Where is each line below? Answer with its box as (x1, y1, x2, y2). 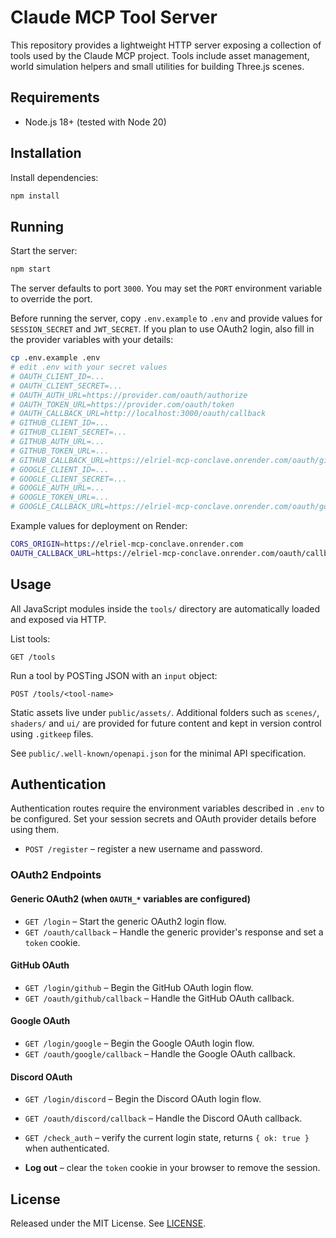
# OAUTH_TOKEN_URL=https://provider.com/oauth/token (10, 399, 235, 410)
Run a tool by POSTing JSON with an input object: (10, 669, 218, 681)
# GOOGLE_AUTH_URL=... (10, 483, 105, 493)
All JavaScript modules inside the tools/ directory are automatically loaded (10, 602, 321, 615)
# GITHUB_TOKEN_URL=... (10, 446, 110, 456)
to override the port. (10, 293, 93, 305)
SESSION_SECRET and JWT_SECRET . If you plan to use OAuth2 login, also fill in (10, 323, 315, 335)
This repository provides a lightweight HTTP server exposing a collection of (10, 39, 322, 51)
